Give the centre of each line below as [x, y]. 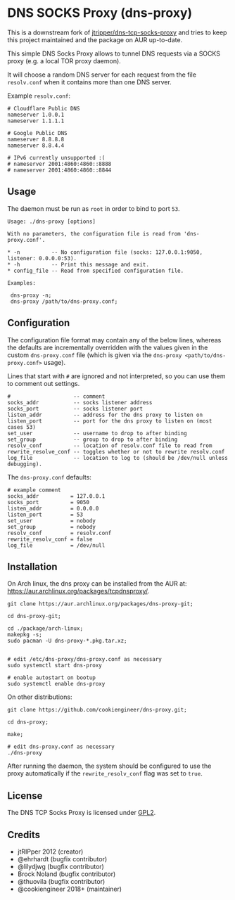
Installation [32, 566]
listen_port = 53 [45, 515]
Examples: [22, 283]
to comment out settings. [44, 383]
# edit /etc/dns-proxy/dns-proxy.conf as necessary [84, 660]
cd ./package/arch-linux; [45, 629]
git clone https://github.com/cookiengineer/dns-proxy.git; [97, 710]
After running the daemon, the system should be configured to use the [109, 766]
